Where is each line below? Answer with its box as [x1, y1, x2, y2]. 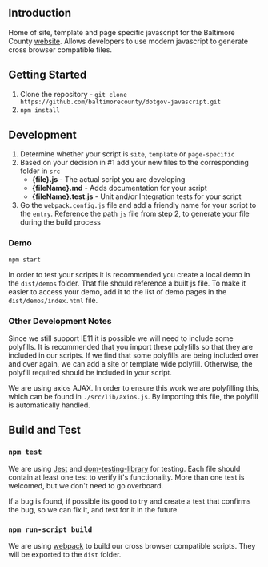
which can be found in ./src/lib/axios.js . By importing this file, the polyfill [8, 392, 258, 402]
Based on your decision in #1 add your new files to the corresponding [19, 158, 250, 168]
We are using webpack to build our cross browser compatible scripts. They [8, 541, 256, 551]
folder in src [19, 166, 61, 176]
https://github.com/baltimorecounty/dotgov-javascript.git [19, 98, 222, 106]
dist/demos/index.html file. [8, 295, 98, 305]
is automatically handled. [8, 400, 90, 410]
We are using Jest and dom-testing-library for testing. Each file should [8, 464, 241, 473]
